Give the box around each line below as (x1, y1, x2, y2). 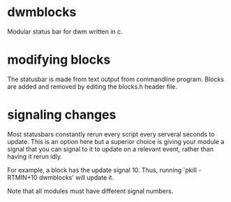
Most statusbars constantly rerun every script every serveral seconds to (7, 130, 215, 138)
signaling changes (7, 107, 117, 123)
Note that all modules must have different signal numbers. (7, 187, 174, 195)
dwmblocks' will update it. (38, 173, 114, 182)
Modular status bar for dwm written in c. (7, 27, 124, 36)
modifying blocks (7, 52, 111, 68)
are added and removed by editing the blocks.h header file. (7, 82, 178, 91)
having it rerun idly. (7, 152, 63, 161)
